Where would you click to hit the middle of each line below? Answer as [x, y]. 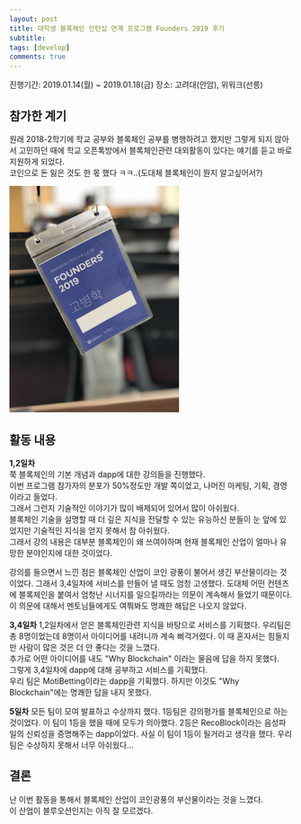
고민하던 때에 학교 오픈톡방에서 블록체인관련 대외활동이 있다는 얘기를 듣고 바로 [155, 150]
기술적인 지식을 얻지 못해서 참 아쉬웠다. [102, 530]
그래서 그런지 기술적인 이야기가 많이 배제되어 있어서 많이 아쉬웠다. [124, 508]
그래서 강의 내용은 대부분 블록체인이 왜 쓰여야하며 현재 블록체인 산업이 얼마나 [144, 541]
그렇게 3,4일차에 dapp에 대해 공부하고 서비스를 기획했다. [109, 669]
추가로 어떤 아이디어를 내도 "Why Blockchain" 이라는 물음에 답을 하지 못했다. [145, 658]
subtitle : [28, 38]
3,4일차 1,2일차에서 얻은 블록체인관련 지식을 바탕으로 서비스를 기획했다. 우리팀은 [150, 625]
